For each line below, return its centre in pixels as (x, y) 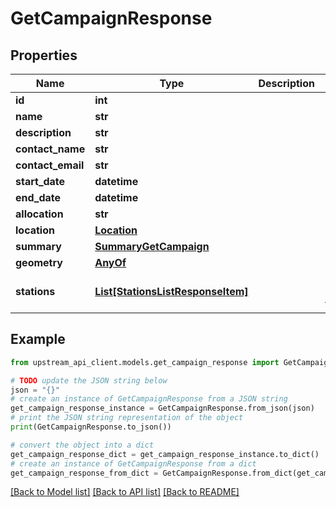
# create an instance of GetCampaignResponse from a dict (133, 463)
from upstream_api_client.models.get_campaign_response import (145, 362)
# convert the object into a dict (82, 445)
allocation (39, 214)
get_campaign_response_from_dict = (84, 473)
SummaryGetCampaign (152, 246)
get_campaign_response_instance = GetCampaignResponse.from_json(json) (162, 408)
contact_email (50, 165)
